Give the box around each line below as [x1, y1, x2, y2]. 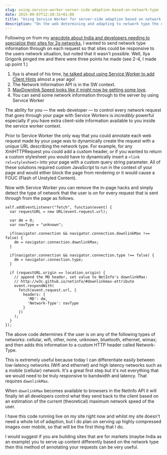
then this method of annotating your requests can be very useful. [5, 444, 139, 450]
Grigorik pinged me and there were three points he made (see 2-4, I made [5, 56, 157, 62]
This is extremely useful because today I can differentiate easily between [5, 357, 155, 363]
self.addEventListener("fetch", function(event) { [5, 205, 112, 210]
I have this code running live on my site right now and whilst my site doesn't [5, 413, 161, 419]
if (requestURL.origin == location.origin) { [9, 270, 106, 276]
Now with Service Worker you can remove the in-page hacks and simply [5, 185, 154, 191]
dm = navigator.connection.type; [14, 257, 83, 262]
